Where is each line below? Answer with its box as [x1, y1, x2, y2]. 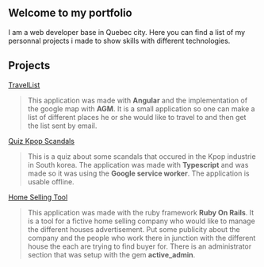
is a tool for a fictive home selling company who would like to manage [27, 216, 255, 226]
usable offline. [27, 176, 75, 186]
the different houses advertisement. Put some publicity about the [27, 224, 240, 234]
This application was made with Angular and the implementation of [27, 95, 248, 105]
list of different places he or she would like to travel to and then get [27, 112, 247, 122]
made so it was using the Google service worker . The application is [27, 168, 250, 178]
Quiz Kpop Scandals [8, 136, 75, 145]
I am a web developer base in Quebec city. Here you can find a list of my [8, 27, 246, 37]
